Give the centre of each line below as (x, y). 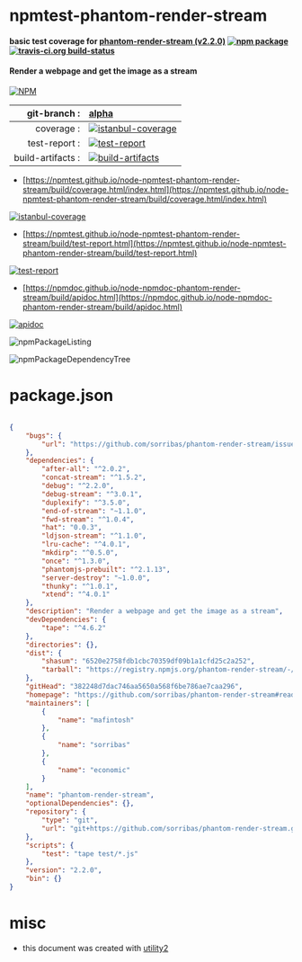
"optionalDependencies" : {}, (80, 804)
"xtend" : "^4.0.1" (76, 594)
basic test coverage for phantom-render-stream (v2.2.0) (118, 40)
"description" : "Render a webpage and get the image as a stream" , (154, 611)
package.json (62, 396)
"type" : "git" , (70, 820)
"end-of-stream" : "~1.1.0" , (94, 511)
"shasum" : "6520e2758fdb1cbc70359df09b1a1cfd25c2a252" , (148, 662)
